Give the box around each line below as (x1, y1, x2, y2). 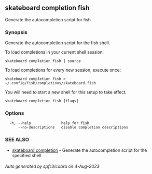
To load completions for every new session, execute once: (5, 67, 121, 73)
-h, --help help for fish (9, 121, 90, 126)
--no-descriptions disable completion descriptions (17, 125, 129, 130)
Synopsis (5, 29, 28, 35)
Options (5, 110, 24, 117)
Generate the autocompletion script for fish (5, 16, 91, 22)
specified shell (12, 152, 41, 158)
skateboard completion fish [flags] (5, 99, 79, 104)
